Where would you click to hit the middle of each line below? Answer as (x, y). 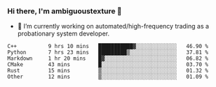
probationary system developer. (63, 33)
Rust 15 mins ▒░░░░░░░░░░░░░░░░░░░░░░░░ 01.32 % (108, 71)
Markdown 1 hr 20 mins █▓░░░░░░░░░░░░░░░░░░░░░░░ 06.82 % (108, 58)
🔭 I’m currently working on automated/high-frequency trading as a (113, 26)
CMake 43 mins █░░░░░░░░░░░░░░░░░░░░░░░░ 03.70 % (108, 65)
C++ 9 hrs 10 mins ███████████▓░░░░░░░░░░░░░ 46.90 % (108, 47)
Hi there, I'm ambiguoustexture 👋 (65, 11)
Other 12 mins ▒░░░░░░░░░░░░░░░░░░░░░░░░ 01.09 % (108, 77)
